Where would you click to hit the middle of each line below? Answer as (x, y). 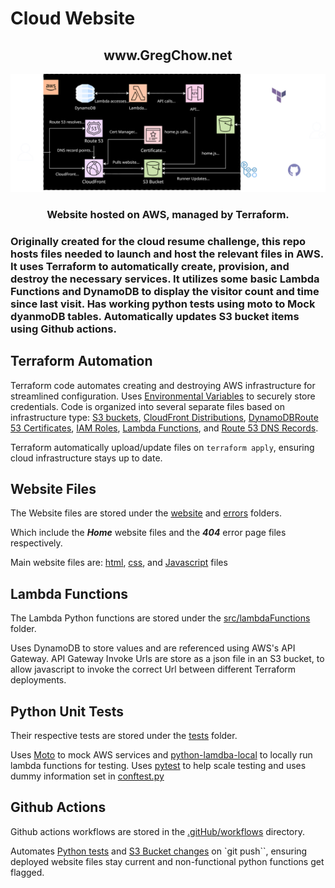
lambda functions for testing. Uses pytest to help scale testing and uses (158, 766)
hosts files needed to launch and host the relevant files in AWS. (167, 254)
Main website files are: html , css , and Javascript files (119, 563)
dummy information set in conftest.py (87, 776)
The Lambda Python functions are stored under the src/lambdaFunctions (160, 618)
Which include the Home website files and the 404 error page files (148, 533)
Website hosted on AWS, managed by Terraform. (168, 214)
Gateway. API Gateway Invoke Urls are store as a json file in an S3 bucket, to (167, 659)
